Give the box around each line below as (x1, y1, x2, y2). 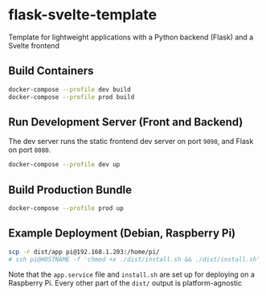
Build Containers (8, 64, 94, 78)
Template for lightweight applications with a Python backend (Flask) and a (8, 32, 254, 42)
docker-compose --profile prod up (8, 204, 125, 212)
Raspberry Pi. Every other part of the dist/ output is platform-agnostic (8, 278, 243, 288)
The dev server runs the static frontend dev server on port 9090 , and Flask (8, 137, 254, 146)
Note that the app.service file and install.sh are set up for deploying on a (8, 269, 256, 279)
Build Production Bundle (8, 183, 133, 196)
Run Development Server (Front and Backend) (8, 115, 243, 129)
